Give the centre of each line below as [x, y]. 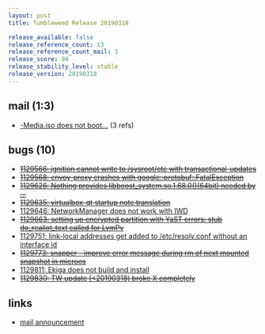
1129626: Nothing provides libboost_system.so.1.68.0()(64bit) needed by [138, 186]
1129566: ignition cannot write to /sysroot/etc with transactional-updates [138, 169]
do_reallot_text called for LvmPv [72, 228]
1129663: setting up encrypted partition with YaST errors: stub [121, 219]
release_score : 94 [38, 59]
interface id [38, 245]
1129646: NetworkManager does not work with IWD [104, 211]
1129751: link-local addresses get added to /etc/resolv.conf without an [133, 236]
